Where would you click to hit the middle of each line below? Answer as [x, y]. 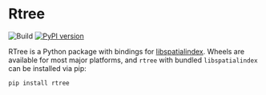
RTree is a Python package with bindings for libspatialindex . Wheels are [127, 51]
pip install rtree [39, 83]
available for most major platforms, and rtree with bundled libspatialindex [133, 60]
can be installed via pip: [47, 68]
